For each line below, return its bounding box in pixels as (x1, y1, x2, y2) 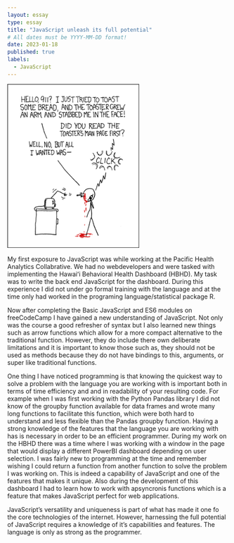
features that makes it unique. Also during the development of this (7, 476, 199, 485)
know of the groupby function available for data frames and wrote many (7, 401, 216, 410)
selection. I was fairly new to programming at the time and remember (7, 454, 207, 463)
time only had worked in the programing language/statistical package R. (7, 292, 216, 301)
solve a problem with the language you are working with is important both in (7, 379, 227, 387)
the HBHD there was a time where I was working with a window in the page (7, 439, 225, 447)
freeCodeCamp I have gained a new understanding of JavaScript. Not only (7, 313, 223, 322)
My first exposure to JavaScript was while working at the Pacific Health (7, 254, 214, 263)
